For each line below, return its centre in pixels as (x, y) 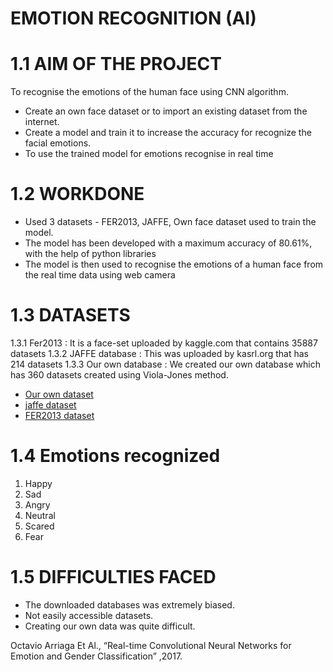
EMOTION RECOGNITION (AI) (133, 18)
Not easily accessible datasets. (89, 615)
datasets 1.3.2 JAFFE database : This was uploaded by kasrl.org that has (159, 353)
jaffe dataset (50, 405)
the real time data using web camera (100, 275)
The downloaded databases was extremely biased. (129, 604)
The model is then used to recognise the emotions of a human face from (174, 264)
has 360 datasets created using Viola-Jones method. (119, 375)
